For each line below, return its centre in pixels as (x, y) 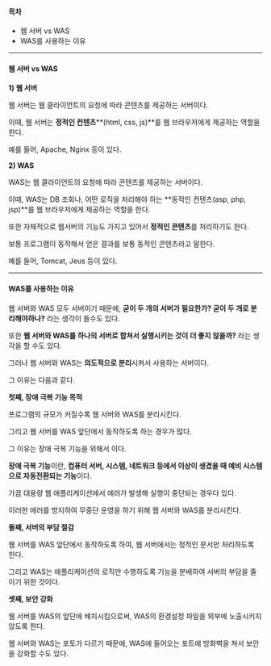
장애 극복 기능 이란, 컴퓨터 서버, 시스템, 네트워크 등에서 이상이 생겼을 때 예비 (125, 465)
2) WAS (21, 165)
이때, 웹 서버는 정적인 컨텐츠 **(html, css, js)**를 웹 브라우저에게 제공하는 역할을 (134, 122)
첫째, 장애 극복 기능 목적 (46, 397)
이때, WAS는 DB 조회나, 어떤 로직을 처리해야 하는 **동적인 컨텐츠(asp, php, (127, 199)
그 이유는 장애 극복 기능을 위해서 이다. (67, 448)
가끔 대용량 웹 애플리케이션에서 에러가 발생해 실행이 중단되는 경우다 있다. (122, 492)
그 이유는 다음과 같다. (42, 379)
